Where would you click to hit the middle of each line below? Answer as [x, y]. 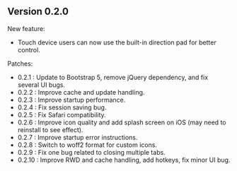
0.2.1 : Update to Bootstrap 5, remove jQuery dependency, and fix [113, 77]
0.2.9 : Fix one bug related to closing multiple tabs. [92, 152]
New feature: [26, 28]
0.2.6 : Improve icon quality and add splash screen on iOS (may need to [122, 122]
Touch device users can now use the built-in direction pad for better [117, 42]
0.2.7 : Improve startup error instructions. [77, 137]
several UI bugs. [41, 85]
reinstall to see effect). [50, 129]
